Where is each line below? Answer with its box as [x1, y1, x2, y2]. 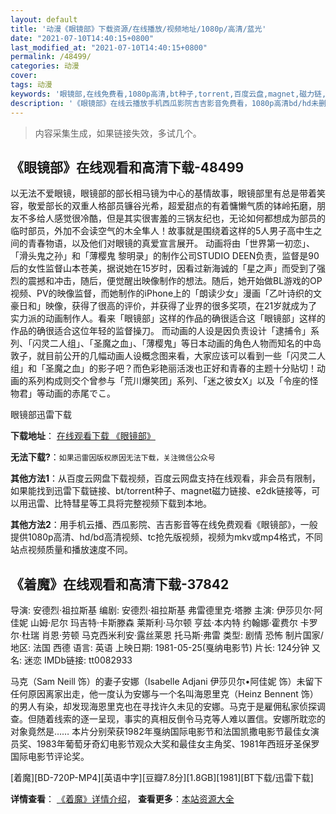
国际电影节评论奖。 [10, 751, 90, 763]
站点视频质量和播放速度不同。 [10, 544, 133, 556]
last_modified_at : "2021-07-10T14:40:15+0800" [10, 42, 208, 53]
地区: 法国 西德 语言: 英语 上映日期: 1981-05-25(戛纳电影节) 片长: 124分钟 [10, 642, 310, 654]
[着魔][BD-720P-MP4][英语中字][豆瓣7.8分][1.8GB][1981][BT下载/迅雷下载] [10, 772, 314, 784]
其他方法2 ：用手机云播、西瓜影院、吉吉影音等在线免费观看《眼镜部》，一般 [10, 519, 318, 531]
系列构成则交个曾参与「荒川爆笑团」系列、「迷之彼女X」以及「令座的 [27, 375, 310, 387]
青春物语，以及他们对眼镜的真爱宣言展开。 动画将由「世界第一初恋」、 [27, 237, 315, 250]
